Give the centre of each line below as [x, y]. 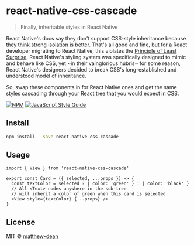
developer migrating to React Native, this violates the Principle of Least [91, 50]
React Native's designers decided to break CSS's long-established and [91, 69]
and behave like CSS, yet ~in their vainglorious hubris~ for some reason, [93, 63]
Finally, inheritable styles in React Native [69, 27]
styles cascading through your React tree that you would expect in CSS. [93, 93]
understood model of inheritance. [46, 76]
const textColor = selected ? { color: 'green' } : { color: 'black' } [101, 184]
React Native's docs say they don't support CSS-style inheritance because [96, 38]
